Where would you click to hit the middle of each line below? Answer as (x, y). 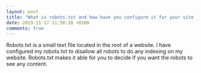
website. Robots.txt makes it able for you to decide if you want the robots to (100, 58)
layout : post (22, 12)
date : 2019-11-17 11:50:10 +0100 (48, 23)
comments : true (25, 28)
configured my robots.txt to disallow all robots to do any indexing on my (95, 52)
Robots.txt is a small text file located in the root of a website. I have (89, 45)
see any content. (27, 64)
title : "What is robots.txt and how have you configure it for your (93, 17)
